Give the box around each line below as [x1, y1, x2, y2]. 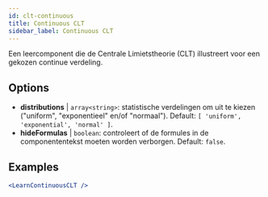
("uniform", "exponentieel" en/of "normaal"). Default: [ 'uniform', [19, 111, 242, 121]
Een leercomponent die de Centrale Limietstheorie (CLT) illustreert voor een [8, 49, 261, 59]
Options [8, 81, 50, 94]
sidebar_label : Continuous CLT [8, 27, 114, 35]
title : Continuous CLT [8, 19, 85, 27]
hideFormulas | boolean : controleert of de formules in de [19, 128, 209, 138]
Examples [8, 160, 59, 174]
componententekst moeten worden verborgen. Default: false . [19, 136, 226, 146]
